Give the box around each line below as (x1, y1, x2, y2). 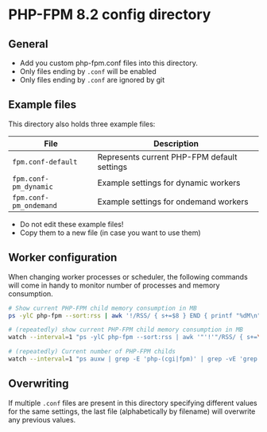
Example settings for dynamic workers (97, 177, 241, 188)
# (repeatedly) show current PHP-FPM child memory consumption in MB (8, 326, 244, 334)
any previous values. (8, 415, 76, 424)
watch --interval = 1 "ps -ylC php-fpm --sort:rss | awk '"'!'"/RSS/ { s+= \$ (8, 334, 265, 341)
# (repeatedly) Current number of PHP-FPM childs (8, 348, 176, 356)
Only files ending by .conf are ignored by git (19, 75, 165, 84)
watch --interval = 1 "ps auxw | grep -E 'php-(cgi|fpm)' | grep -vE (8, 355, 237, 363)
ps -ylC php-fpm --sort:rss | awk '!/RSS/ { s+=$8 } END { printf (8, 311, 233, 319)
